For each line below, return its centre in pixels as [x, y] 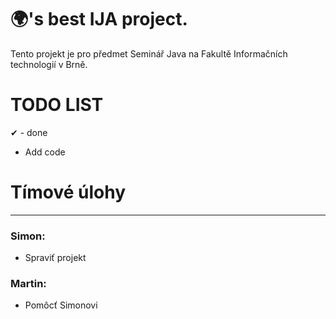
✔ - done [29, 132]
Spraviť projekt [55, 258]
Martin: [28, 284]
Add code [45, 152]
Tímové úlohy [68, 192]
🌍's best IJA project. [99, 19]
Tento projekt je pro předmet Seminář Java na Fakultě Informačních [149, 53]
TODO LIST [57, 105]
